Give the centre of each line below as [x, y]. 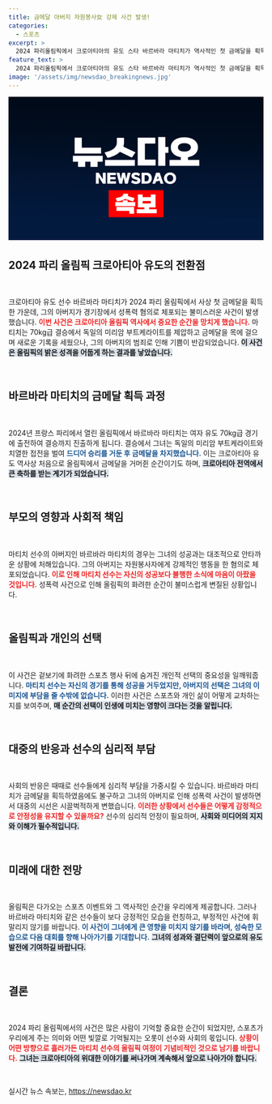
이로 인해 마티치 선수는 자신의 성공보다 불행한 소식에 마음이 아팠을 [154, 574]
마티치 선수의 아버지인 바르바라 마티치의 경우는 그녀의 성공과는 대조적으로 [124, 554]
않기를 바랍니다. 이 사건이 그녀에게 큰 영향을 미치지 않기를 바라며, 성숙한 [142, 927]
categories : [28, 26]
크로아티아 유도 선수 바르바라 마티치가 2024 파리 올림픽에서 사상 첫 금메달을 [128, 302]
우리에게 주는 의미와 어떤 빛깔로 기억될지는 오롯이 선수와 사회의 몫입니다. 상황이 [134, 1038]
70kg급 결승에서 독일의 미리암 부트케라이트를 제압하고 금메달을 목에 [136, 332]
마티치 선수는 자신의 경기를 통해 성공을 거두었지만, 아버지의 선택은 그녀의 [138, 685]
